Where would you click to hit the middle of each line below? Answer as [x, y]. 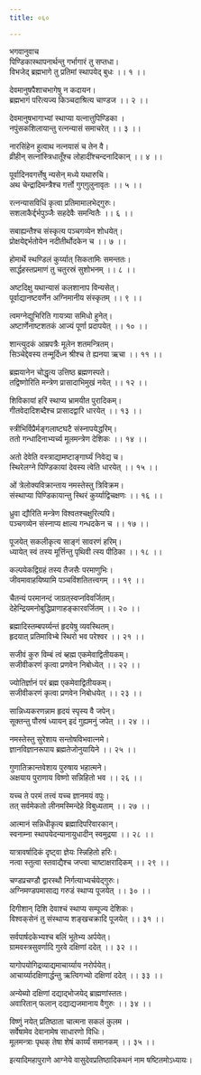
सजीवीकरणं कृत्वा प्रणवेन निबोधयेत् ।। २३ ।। [76, 693]
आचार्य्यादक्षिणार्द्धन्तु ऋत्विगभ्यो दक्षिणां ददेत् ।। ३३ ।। [87, 975]
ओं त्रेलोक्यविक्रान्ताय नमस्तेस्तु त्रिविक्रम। [67, 485]
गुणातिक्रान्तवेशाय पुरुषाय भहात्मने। [58, 767]
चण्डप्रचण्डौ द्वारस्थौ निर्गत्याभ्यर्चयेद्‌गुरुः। [64, 880]
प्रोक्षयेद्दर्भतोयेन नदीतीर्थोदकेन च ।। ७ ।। [68, 241]
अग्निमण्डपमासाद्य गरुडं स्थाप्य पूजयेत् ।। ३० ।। [80, 890]
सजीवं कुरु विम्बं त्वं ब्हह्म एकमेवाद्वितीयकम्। [69, 654]
